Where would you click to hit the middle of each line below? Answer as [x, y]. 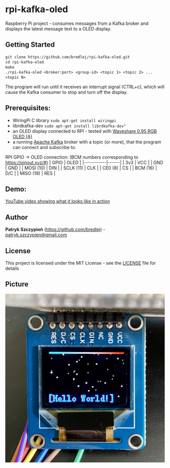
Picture [17, 284]
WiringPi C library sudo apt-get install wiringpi [64, 120]
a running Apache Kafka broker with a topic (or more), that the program [87, 142]
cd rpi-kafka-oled [25, 62]
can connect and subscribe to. [45, 147]
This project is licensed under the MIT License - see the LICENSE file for [80, 263]
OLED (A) [22, 136]
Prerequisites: [28, 108]
